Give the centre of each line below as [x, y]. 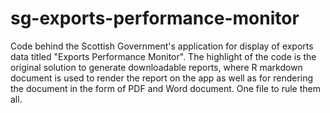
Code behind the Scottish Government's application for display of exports [162, 46]
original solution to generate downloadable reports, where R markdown [156, 67]
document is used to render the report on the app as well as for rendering [162, 78]
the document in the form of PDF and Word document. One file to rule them [165, 88]
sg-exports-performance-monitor [155, 18]
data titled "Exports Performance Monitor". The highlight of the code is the [163, 56]
